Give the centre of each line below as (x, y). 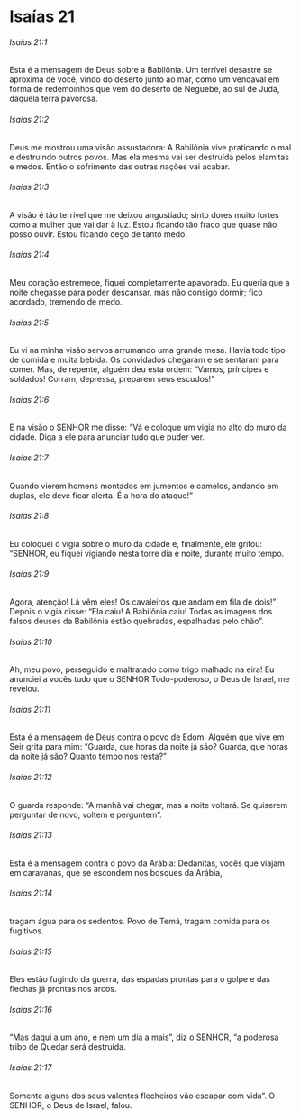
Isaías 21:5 (29, 323)
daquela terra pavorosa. (54, 99)
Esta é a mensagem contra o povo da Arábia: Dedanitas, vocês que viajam (147, 863)
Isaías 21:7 (29, 458)
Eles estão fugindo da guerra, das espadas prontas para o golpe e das (140, 979)
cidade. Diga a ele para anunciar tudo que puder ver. (107, 437)
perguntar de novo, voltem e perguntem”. (86, 814)
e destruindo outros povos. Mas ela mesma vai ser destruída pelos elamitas (150, 157)
